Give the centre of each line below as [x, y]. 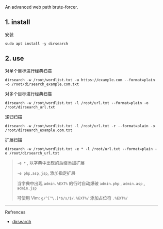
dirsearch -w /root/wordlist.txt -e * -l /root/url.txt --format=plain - [81, 149]
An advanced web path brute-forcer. [42, 7]
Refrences [15, 212]
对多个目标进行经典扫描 [28, 93]
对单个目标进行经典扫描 [28, 71]
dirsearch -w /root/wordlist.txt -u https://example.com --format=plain [80, 80]
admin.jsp [27, 188]
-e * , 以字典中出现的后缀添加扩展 [51, 163]
